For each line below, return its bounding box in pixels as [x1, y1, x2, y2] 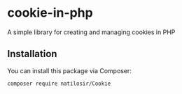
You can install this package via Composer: [7, 66, 132, 75]
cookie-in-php [7, 5, 93, 21]
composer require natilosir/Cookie [7, 80, 111, 87]
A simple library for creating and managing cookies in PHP [7, 28, 176, 36]
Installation [7, 48, 57, 60]
